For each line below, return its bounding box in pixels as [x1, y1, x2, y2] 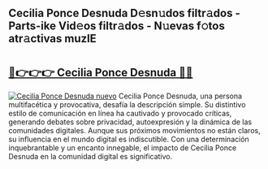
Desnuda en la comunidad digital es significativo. [8, 152, 173, 161]
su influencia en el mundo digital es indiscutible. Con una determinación [8, 134, 249, 144]
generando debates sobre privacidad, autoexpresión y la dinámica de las [8, 117, 253, 127]
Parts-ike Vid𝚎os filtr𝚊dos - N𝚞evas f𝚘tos [8, 19, 225, 33]
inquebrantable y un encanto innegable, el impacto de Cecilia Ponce [8, 143, 237, 153]
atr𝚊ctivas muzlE [8, 32, 97, 45]
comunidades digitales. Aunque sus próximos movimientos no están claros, [8, 126, 262, 135]
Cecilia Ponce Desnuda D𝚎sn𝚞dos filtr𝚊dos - [8, 6, 241, 20]
